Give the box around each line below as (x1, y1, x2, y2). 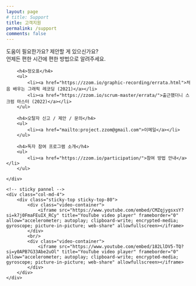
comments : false (6, 31, 46, 37)
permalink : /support (6, 25, 57, 32)
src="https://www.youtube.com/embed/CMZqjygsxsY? (59, 208, 184, 213)
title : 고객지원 (6, 20, 41, 26)
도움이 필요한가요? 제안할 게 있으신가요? (6, 48, 99, 55)
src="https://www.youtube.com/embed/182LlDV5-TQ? (59, 244, 184, 250)
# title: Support (6, 14, 49, 20)
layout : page (6, 8, 38, 15)
